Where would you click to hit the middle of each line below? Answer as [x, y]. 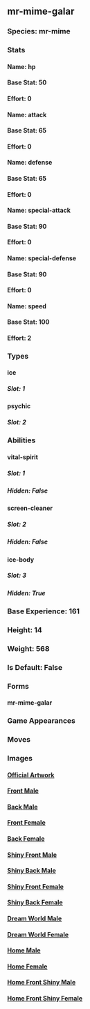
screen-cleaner [30, 508]
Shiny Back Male [32, 871]
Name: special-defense [42, 258]
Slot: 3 [17, 576]
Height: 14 [25, 629]
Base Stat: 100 [28, 322]
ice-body [21, 559]
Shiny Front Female [36, 886]
